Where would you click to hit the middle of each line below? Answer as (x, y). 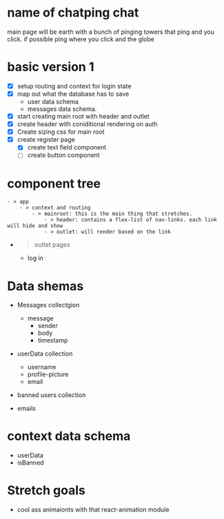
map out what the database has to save (73, 94)
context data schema (69, 436)
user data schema (53, 102)
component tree (54, 183)
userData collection (45, 354)
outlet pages (52, 245)
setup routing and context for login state (74, 86)
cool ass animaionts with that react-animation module (93, 510)
